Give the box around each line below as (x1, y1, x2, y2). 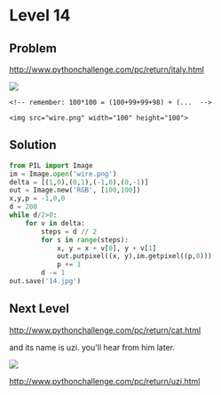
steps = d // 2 (41, 227, 98, 236)
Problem (9, 41, 58, 56)
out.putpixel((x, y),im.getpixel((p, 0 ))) (56, 252, 213, 261)
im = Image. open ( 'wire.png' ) (9, 170, 117, 178)
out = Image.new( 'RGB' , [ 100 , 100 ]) (9, 186, 141, 195)
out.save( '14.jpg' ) (9, 277, 82, 286)
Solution (9, 138, 57, 153)
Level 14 (9, 5, 71, 26)
